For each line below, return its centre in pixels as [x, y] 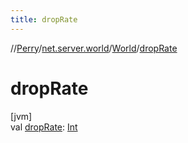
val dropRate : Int [44, 127]
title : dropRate [44, 19]
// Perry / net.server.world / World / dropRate [94, 48]
